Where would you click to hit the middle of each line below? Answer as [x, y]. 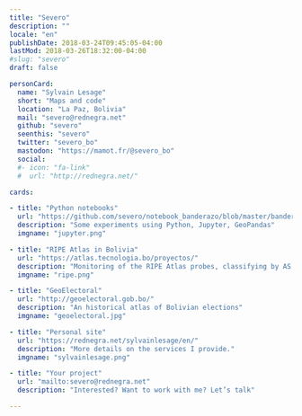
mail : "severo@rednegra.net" [72, 118]
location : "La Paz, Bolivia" [72, 109]
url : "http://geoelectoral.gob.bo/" [86, 299]
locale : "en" [34, 34]
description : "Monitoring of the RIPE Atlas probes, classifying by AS [155, 266]
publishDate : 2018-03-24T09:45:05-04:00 [86, 43]
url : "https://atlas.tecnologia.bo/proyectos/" [108, 258]
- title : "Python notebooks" [64, 208]
